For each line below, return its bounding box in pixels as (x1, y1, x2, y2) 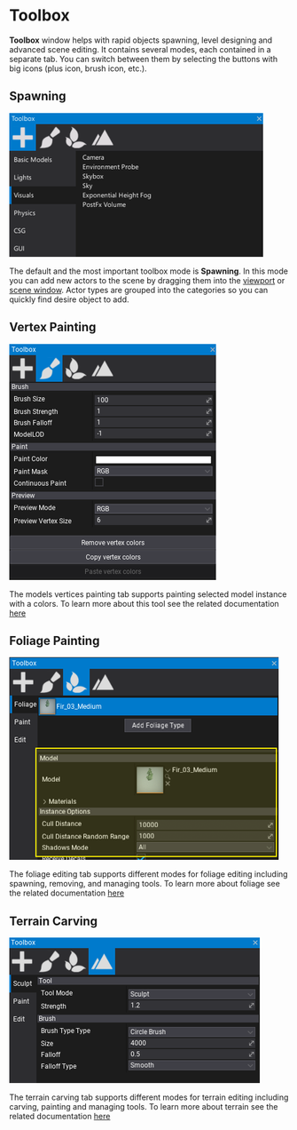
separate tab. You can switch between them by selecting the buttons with (9, 53, 277, 64)
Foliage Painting (9, 633, 100, 649)
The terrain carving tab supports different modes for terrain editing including (9, 1092, 289, 1102)
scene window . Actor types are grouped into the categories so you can (9, 284, 269, 295)
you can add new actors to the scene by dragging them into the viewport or (9, 275, 285, 285)
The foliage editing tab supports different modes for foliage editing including (9, 869, 288, 879)
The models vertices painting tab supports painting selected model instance (9, 588, 287, 600)
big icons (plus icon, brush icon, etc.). (9, 63, 148, 74)
